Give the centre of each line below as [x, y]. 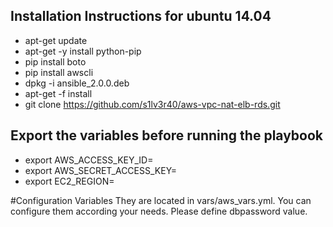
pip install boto [55, 61]
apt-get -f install [58, 93]
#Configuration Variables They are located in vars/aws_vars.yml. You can [161, 200]
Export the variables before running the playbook [167, 135]
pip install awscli [59, 72]
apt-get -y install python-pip [83, 51]
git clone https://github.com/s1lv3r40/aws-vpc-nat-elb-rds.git [152, 104]
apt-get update [56, 40]
